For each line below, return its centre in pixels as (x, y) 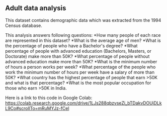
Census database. (24, 25)
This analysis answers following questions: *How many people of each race (83, 35)
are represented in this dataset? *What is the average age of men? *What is (83, 40)
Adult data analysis (36, 8)
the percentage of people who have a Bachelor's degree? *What (71, 46)
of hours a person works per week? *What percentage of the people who (80, 67)
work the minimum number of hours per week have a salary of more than (80, 72)
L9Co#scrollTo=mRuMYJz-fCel (37, 108)
